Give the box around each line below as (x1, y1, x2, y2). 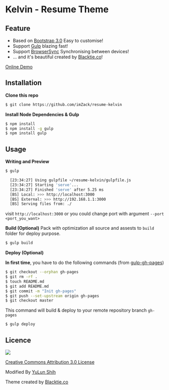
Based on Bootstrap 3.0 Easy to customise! (12, 37, 104, 44)
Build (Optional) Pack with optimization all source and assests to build (5, 225, 154, 231)
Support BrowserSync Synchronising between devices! (12, 49, 129, 54)
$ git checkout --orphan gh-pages (5, 270, 79, 275)
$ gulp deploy (5, 321, 36, 327)
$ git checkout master (5, 298, 54, 303)
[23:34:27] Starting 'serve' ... (10, 182, 79, 187)
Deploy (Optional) (5, 250, 44, 256)
